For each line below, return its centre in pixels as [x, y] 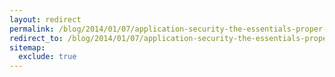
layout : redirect [45, 19]
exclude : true [47, 57]
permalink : [32, 29]
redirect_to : [36, 38]
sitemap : [27, 47]
